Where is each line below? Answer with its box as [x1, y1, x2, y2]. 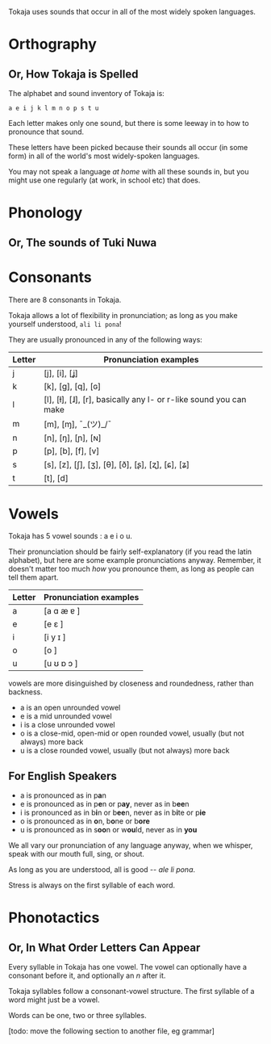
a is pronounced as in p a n [19, 790, 106, 800]
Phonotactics [8, 908, 100, 927]
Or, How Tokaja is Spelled [8, 67, 139, 81]
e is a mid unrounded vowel [19, 711, 112, 721]
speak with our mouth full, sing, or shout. [8, 849, 145, 859]
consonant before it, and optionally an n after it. [8, 971, 166, 980]
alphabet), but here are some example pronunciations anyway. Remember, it [8, 556, 262, 565]
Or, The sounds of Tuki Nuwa [8, 236, 157, 249]
